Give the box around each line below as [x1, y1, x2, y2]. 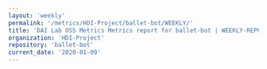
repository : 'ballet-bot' [8, 41, 94, 49]
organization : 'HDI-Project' [8, 33, 105, 42]
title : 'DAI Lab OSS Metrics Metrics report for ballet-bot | [8, 26, 219, 34]
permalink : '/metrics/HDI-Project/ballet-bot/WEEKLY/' [8, 19, 194, 27]
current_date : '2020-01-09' [8, 48, 102, 56]
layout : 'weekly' [8, 11, 66, 20]
